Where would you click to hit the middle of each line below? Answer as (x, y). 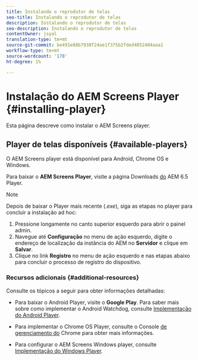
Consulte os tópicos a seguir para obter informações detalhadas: (86, 291)
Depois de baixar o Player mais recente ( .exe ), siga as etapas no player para (99, 206)
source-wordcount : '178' (37, 56)
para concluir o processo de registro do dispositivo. (78, 262)
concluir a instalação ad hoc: (41, 213)
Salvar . (24, 250)
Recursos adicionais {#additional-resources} (73, 278)
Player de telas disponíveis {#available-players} (97, 144)
